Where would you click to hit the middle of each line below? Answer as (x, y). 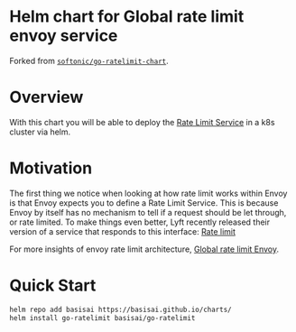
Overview (46, 97)
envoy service (64, 36)
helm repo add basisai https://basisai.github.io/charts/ (120, 309)
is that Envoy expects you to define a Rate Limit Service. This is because (144, 203)
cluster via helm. (40, 132)
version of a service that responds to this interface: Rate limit (123, 231)
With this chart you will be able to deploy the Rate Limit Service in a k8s (142, 122)
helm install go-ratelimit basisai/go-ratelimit (102, 318)
